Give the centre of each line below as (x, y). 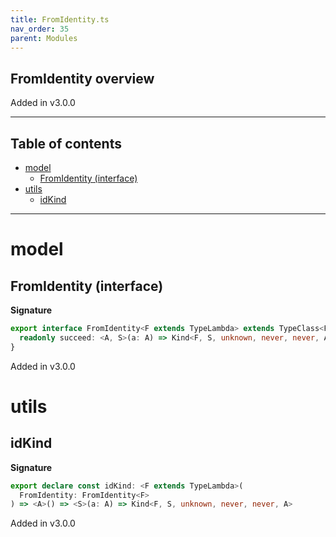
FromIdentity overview (82, 78)
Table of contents (66, 143)
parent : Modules (44, 38)
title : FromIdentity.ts (60, 19)
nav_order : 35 (40, 29)
